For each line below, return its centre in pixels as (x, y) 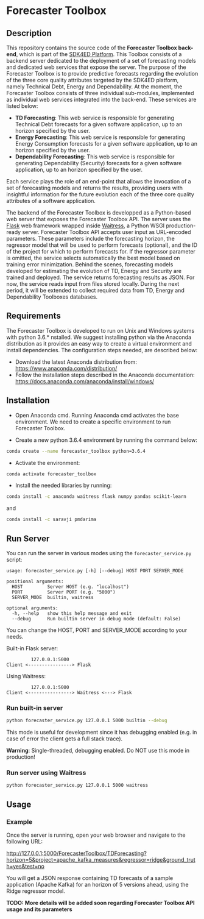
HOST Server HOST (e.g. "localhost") (71, 587)
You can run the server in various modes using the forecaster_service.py (99, 553)
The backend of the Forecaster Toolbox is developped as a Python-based (99, 213)
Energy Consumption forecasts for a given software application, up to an (106, 144)
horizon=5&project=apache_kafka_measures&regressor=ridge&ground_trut (101, 859)
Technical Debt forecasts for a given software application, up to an (99, 124)
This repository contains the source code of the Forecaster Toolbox (92, 48)
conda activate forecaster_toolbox (51, 474)
